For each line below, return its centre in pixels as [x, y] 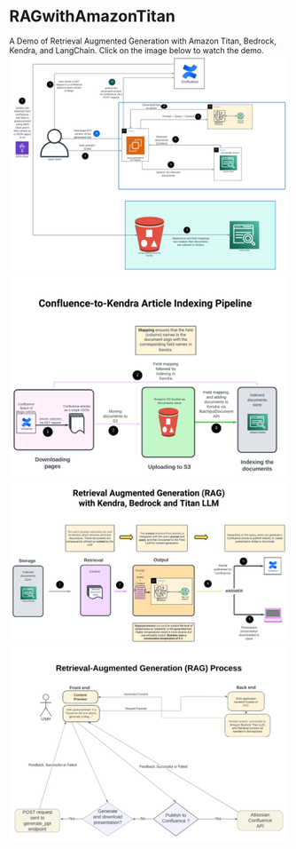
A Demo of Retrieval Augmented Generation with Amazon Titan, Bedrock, [143, 41]
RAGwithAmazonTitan [92, 16]
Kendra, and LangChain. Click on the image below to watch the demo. [136, 50]
